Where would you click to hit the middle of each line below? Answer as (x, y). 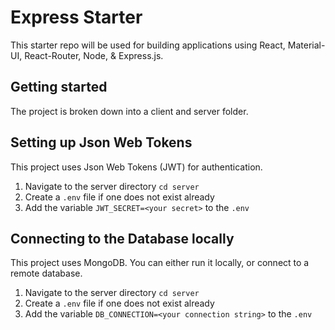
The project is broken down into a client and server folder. (129, 111)
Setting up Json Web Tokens (101, 142)
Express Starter (76, 17)
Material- (306, 45)
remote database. (46, 273)
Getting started (59, 87)
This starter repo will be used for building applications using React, (148, 45)
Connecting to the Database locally (122, 238)
